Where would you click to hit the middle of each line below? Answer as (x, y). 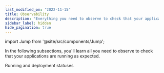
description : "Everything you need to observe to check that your (74, 18)
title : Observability (27, 14)
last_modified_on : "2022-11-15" (38, 9)
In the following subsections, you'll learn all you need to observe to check (79, 51)
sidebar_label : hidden (28, 23)
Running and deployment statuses (40, 66)
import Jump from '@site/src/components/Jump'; (55, 41)
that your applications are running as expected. (52, 56)
